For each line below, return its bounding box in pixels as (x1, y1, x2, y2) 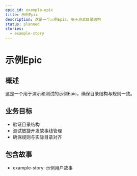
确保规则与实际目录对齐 (12, 134, 62, 140)
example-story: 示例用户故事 (12, 164, 73, 170)
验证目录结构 (12, 121, 40, 127)
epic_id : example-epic (5, 7, 53, 13)
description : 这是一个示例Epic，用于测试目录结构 (5, 17, 101, 22)
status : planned (5, 21, 40, 27)
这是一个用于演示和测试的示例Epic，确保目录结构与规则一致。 (5, 91, 135, 96)
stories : (5, 26, 24, 31)
